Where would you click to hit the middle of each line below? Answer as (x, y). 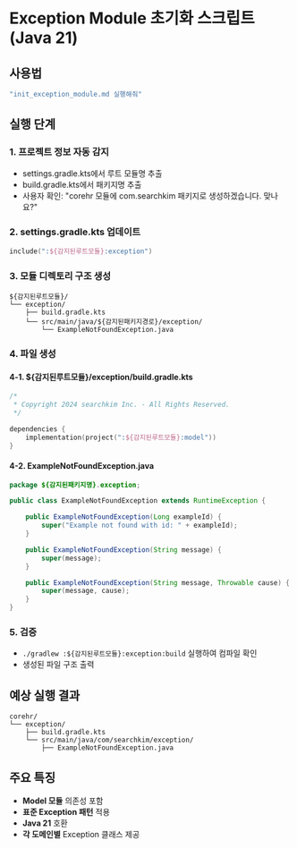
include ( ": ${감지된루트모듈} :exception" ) (81, 251)
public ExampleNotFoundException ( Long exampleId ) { (123, 517)
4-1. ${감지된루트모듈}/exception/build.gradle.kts (102, 377)
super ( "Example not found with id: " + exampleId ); (140, 526)
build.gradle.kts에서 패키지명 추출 (82, 184)
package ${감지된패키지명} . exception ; (75, 485)
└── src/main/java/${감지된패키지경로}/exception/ (114, 322)
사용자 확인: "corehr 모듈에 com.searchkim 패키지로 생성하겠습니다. (142, 195)
